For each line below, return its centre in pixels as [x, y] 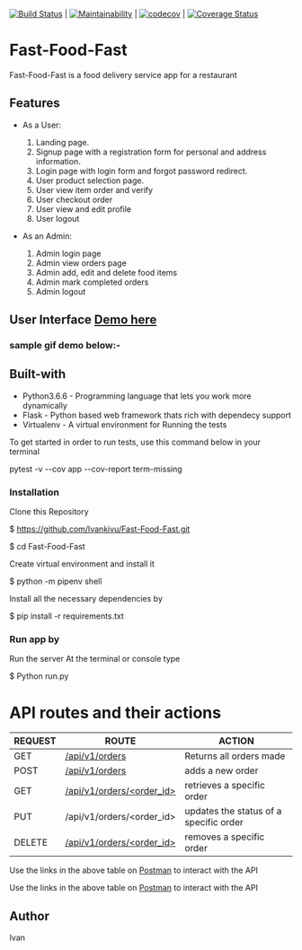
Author [29, 916]
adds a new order [221, 770]
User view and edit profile [84, 209]
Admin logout [61, 291]
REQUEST [35, 741]
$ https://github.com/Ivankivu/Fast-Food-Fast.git [100, 529]
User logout [58, 218]
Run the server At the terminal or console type [95, 659]
